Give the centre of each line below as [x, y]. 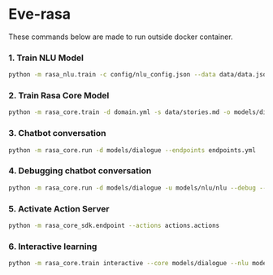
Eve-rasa [40, 14]
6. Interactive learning [53, 247]
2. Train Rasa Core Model [59, 96]
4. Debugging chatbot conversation [80, 171]
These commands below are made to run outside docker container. [121, 37]
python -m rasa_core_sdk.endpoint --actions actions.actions [114, 225]
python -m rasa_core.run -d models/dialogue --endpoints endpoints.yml [132, 150]
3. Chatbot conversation [57, 133]
